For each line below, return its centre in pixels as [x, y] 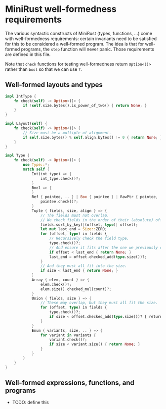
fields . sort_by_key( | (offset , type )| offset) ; [89, 225]
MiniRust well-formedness [61, 9]
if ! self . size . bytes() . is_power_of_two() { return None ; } [85, 105]
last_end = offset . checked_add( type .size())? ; [98, 257]
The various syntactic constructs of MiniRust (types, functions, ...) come [79, 33]
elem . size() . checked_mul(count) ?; [76, 289]
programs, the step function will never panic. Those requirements [88, 49]
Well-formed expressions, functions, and [70, 383]
